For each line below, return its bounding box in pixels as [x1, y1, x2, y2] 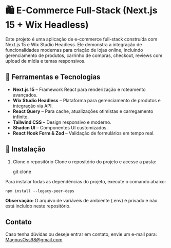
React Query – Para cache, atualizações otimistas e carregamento [12, 108, 154, 114]
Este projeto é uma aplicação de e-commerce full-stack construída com [5, 36, 158, 42]
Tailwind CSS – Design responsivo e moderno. [12, 119, 112, 125]
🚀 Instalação [5, 145, 46, 154]
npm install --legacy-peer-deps [5, 188, 74, 194]
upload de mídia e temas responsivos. [5, 58, 86, 64]
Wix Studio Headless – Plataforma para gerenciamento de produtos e [12, 97, 161, 103]
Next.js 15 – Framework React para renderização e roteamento [12, 86, 146, 92]
